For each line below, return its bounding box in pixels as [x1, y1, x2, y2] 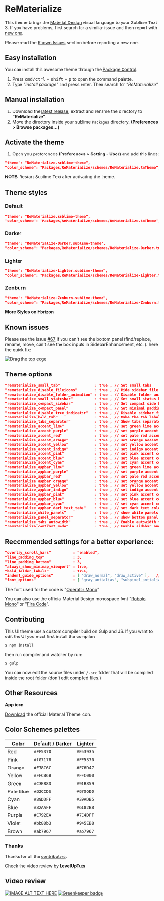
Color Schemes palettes [5, 725, 80, 734]
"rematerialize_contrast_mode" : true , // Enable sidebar [5, 524, 152, 529]
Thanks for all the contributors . [5, 854, 67, 859]
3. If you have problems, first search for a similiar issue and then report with [5, 24, 158, 30]
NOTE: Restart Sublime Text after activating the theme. [5, 174, 116, 180]
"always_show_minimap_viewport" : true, [5, 564, 89, 569]
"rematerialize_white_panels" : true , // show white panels [5, 510, 159, 515]
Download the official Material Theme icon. [5, 711, 92, 717]
